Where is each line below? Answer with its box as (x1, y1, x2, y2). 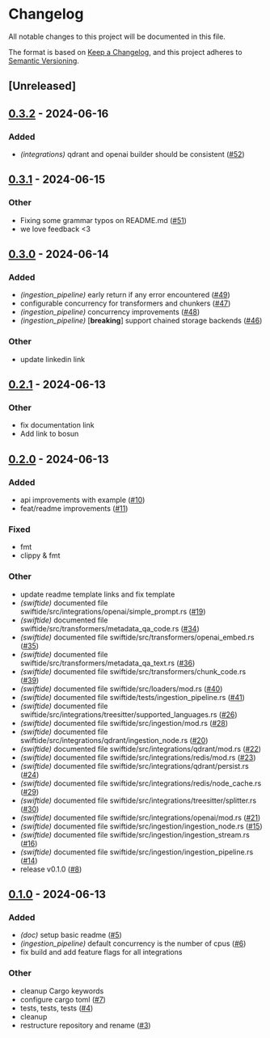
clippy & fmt (19, 551, 61, 560)
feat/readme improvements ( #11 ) (19, 504, 129, 513)
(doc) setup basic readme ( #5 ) (19, 930, 123, 940)
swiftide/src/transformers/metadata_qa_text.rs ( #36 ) (19, 658, 196, 668)
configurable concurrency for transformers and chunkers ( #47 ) (19, 298, 231, 308)
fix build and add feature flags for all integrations (19, 947, 183, 957)
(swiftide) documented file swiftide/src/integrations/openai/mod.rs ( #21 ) (19, 812, 261, 822)
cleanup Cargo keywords (19, 985, 104, 995)
